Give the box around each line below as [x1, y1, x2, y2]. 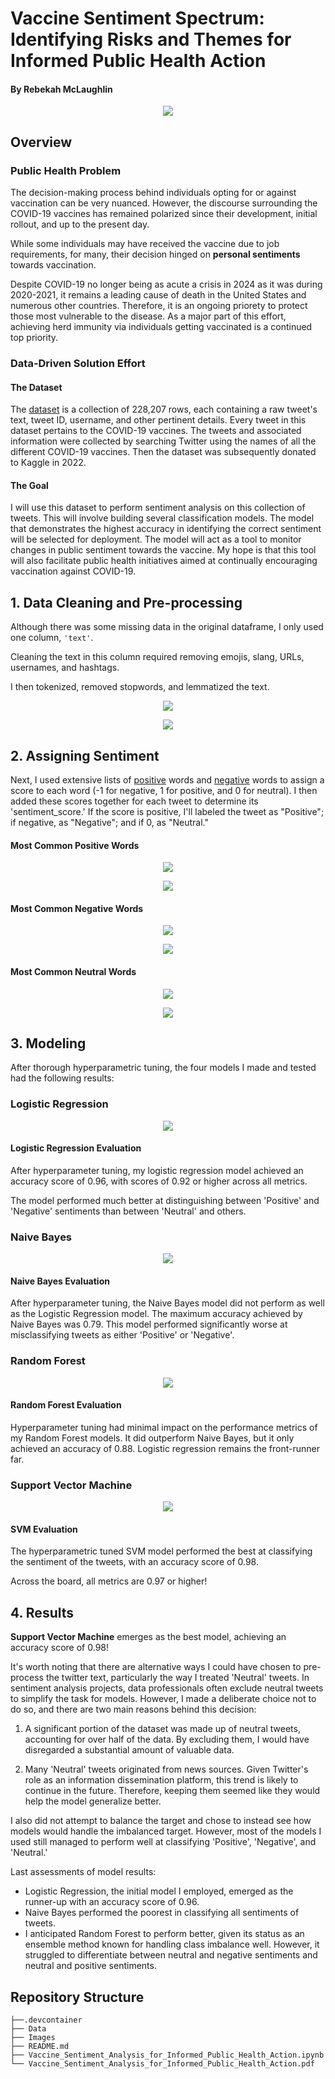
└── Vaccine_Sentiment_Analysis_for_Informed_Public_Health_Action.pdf [10, 2059, 315, 2069]
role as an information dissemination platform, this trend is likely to [24, 1774, 299, 1786]
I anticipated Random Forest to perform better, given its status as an [24, 1928, 305, 1940]
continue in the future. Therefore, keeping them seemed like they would [24, 1785, 321, 1797]
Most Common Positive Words [10, 839, 140, 851]
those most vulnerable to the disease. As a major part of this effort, [10, 310, 287, 322]
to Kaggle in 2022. [10, 457, 87, 469]
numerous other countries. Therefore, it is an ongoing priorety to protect [10, 300, 308, 312]
